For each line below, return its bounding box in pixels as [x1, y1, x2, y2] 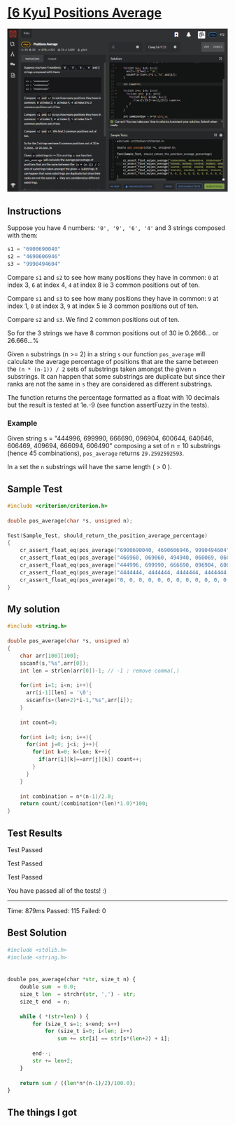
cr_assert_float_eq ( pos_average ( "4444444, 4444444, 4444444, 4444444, [20, 569, 230, 576]
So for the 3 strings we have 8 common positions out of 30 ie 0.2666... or [7, 328, 219, 337]
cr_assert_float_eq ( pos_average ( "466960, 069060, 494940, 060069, [20, 554, 218, 562]
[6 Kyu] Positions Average [7, 5, 162, 21]
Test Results [7, 827, 63, 839]
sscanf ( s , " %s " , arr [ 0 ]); [20, 659, 90, 667]
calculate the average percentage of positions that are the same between [7, 357, 219, 365]
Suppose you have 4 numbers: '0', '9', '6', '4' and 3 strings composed [7, 224, 226, 232]
